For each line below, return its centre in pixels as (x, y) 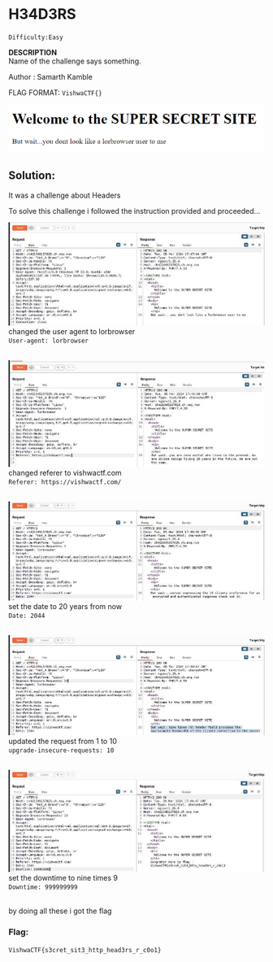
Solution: (32, 176)
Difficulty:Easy (36, 37)
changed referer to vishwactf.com (65, 472)
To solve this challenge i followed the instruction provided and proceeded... (134, 211)
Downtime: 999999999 (43, 887)
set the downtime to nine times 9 (63, 877)
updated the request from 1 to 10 (63, 742)
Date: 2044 (27, 616)
